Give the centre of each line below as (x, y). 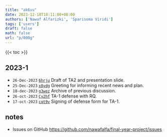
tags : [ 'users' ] (22, 24)
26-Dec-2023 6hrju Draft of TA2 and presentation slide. (68, 80)
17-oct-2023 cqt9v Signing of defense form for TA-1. (66, 101)
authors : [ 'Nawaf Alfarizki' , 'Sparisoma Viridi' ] (59, 19)
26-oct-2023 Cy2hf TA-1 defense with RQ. (54, 96)
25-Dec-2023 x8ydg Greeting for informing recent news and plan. (78, 85)
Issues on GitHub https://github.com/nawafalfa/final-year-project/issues (87, 129)
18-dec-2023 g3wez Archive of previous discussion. (64, 90)
